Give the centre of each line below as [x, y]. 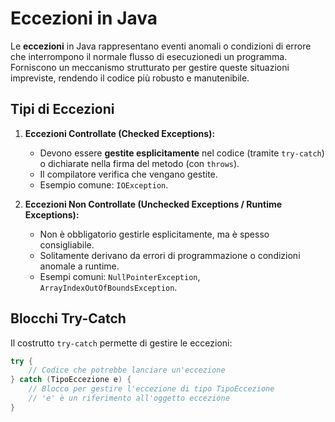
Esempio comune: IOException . [104, 184]
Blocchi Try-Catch [68, 318]
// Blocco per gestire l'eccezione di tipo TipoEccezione [151, 389]
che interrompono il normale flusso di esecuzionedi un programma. [149, 56]
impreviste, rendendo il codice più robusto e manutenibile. [130, 78]
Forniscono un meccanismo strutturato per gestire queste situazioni [150, 67]
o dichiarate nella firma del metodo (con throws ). [139, 163]
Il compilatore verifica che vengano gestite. [128, 174]
